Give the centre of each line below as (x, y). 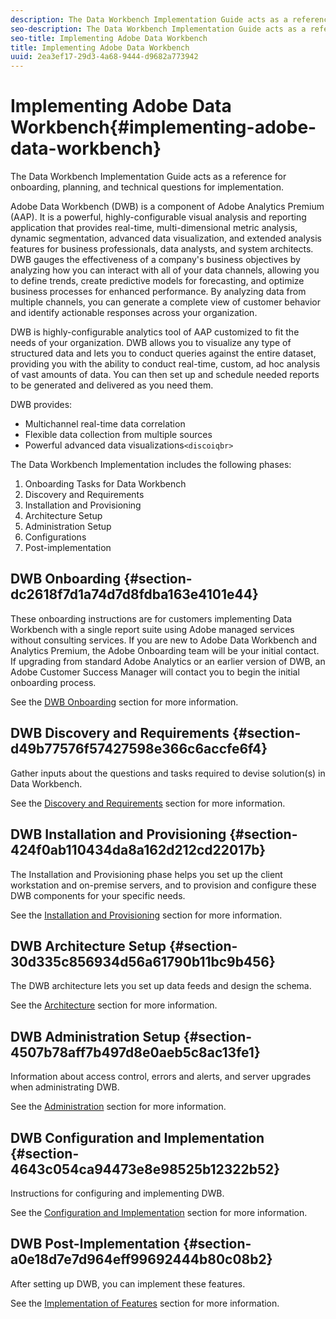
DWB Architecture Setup (88, 946)
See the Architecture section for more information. (114, 1005)
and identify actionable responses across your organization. (134, 313)
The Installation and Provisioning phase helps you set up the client (146, 874)
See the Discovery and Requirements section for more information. (148, 803)
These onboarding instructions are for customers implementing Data (151, 618)
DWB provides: (41, 405)
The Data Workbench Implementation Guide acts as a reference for (148, 177)
